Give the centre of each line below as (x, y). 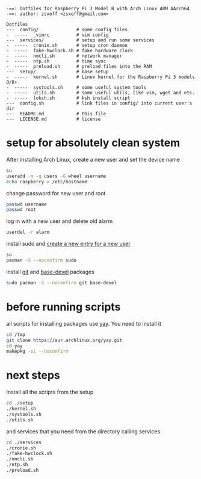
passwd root (21, 210)
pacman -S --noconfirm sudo (42, 261)
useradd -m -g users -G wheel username (56, 176)
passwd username (26, 204)
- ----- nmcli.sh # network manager (64, 56)
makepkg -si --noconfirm (37, 352)
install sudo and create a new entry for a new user (68, 244)
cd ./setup (20, 403)
